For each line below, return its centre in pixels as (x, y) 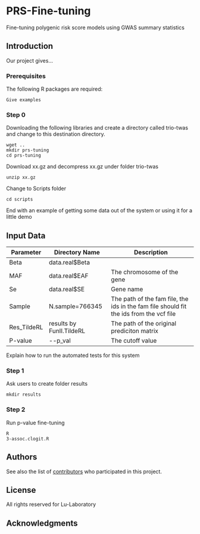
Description (151, 253)
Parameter (26, 253)
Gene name (127, 289)
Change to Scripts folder (36, 188)
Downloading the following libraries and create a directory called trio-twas (97, 128)
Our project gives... (30, 60)
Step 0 (16, 114)
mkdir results (24, 395)
